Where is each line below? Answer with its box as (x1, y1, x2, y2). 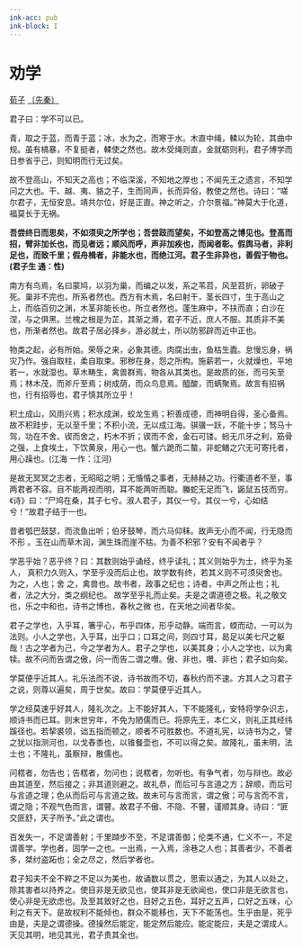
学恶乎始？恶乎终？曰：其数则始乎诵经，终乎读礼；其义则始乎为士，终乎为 (9, 555, 285, 567)
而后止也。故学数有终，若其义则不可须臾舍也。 (113, 567, 288, 578)
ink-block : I (9, 22, 58, 31)
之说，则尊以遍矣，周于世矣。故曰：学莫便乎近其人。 (9, 684, 207, 695)
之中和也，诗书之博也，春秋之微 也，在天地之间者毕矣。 (32, 600, 240, 612)
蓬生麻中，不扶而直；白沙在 (182, 302, 285, 313)
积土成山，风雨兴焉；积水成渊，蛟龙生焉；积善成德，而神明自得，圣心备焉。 (9, 409, 293, 420)
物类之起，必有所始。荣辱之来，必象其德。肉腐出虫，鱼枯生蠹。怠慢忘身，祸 (9, 344, 293, 356)
